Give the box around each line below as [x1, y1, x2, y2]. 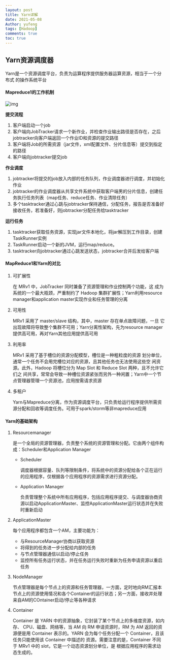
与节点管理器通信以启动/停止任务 [20, 551, 89, 557]
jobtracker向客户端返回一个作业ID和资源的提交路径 [12, 135, 119, 141]
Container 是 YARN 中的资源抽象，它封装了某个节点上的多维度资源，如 [12, 618, 160, 624]
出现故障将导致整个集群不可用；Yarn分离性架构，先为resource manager [12, 324, 163, 330]
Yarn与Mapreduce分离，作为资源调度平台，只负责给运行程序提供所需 [12, 399, 158, 405]
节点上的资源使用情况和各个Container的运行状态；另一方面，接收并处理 [12, 590, 162, 597]
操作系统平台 [19, 77, 47, 83]
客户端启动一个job [12, 122, 51, 128]
